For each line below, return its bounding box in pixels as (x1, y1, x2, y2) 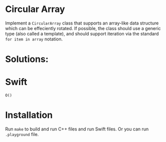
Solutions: (5, 53, 49, 65)
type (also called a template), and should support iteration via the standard (5, 30, 159, 36)
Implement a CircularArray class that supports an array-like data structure (5, 20, 159, 26)
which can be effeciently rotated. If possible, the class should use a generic (5, 25, 161, 31)
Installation (5, 109, 53, 121)
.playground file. (5, 131, 39, 137)
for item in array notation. (5, 36, 63, 42)
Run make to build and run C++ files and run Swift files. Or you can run (5, 126, 149, 132)
